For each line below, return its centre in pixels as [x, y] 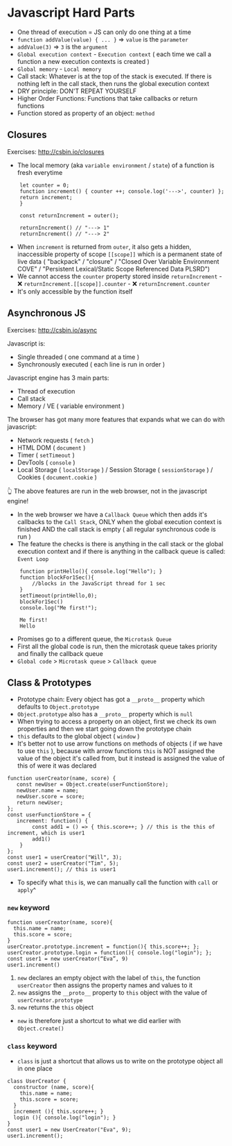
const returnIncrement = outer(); [69, 216]
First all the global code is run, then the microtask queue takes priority [117, 646]
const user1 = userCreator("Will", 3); [65, 858]
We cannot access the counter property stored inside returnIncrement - [119, 276]
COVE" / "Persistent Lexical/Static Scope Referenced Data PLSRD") [113, 269]
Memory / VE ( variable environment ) [71, 406]
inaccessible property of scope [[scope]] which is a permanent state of [120, 254]
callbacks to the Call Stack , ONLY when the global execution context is [119, 521]
